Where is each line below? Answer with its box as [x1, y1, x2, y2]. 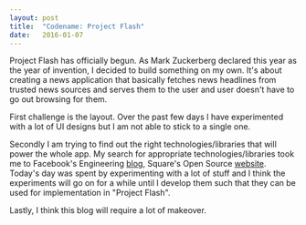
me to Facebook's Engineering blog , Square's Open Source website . [9, 159, 267, 169]
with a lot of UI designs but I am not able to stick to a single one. [9, 121, 251, 132]
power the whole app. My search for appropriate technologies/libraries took [9, 148, 295, 159]
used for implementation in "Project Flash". [9, 188, 171, 199]
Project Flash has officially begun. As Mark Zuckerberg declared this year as [9, 56, 297, 66]
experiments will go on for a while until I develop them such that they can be [9, 178, 297, 189]
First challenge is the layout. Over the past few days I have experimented [9, 111, 284, 123]
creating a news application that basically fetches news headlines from [9, 75, 277, 86]
